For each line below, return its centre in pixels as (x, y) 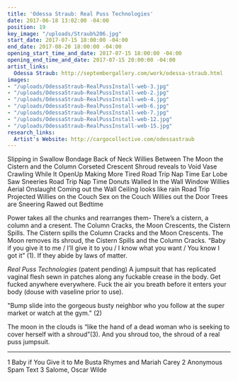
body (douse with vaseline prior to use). (66, 292)
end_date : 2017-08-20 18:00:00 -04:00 (64, 47)
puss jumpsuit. (29, 342)
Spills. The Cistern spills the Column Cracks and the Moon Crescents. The (115, 233)
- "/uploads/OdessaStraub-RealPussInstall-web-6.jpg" (89, 106)
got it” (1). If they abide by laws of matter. (67, 256)
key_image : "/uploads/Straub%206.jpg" (64, 34)
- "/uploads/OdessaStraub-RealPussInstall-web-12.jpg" (90, 119)
